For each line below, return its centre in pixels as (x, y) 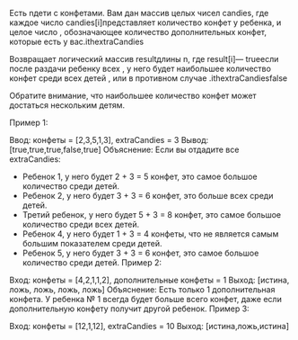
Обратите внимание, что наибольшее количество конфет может (133, 95)
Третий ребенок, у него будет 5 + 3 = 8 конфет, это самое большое (152, 215)
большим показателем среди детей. (92, 243)
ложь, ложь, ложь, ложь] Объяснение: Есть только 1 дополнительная (142, 290)
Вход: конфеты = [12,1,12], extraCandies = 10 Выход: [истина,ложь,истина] (149, 326)
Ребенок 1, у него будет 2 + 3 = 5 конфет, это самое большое (140, 176)
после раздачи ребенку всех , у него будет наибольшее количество (140, 68)
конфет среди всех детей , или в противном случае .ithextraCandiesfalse (149, 78)
